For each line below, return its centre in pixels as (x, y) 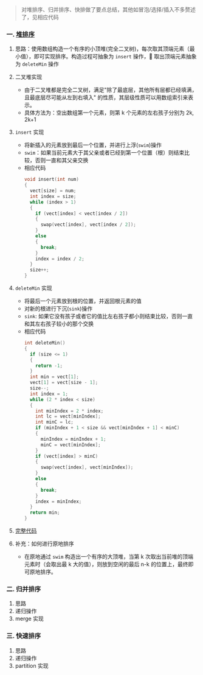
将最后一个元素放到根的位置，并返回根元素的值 (83, 301)
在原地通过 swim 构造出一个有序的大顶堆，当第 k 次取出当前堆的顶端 (108, 557)
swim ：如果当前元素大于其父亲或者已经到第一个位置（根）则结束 (104, 153)
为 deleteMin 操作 (37, 64)
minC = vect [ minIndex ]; (71, 445)
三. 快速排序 (24, 636)
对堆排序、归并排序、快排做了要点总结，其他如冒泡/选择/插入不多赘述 (108, 9)
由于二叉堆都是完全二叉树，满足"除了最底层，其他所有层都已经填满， (111, 90)
